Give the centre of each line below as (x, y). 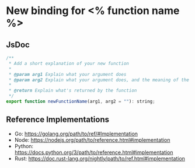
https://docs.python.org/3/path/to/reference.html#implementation (94, 152)
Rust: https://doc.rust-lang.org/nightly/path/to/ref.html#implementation (100, 158)
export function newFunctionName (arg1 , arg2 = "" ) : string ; (81, 101)
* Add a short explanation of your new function (69, 63)
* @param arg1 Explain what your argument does (67, 74)
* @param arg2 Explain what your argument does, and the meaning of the (99, 80)
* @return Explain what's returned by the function (73, 91)
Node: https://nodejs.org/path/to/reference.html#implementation (92, 140)
